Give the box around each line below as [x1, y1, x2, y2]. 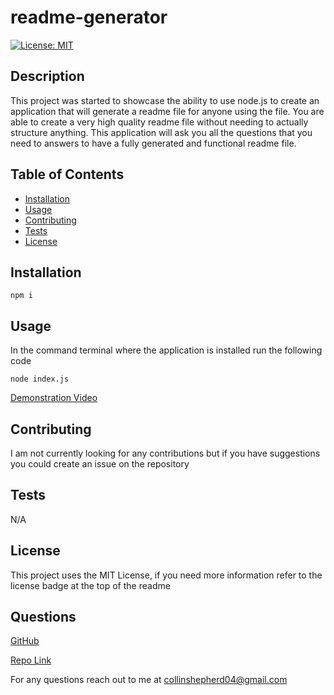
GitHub [10, 635, 40, 647]
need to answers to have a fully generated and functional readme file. [10, 137, 297, 149]
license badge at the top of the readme [10, 579, 171, 591]
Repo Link [10, 654, 52, 666]
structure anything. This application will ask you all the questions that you [10, 126, 313, 138]
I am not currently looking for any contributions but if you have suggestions [10, 447, 321, 459]
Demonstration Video [10, 392, 98, 404]
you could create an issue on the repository [10, 458, 190, 470]
